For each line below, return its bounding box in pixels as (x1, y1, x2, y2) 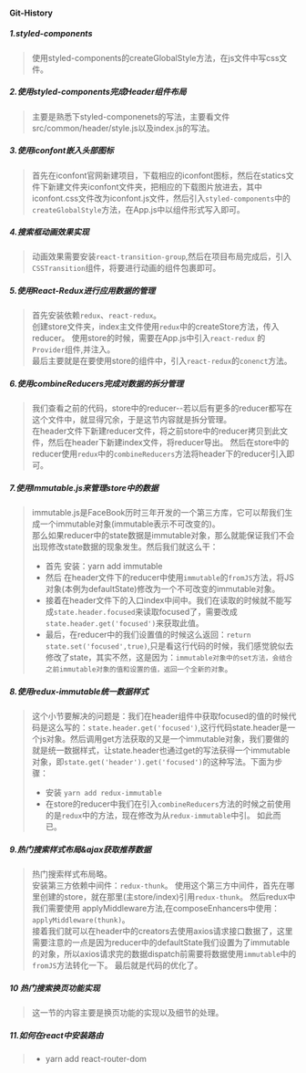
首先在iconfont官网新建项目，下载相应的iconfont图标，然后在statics (31, 170, 287, 181)
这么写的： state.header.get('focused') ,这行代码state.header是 (47, 722, 289, 734)
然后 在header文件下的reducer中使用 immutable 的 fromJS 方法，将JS (45, 572, 294, 583)
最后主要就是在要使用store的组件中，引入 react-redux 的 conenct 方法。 (31, 356, 293, 367)
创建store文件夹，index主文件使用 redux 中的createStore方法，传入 (31, 321, 280, 332)
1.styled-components (9, 28, 93, 39)
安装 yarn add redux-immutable (45, 787, 162, 798)
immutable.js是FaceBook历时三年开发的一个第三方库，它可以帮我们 (31, 507, 285, 518)
